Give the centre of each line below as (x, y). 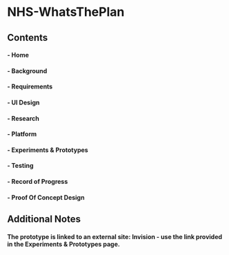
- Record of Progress (38, 181)
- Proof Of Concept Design (46, 197)
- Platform (22, 134)
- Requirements (30, 86)
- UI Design (23, 102)
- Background (27, 70)
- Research (23, 118)
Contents (28, 38)
